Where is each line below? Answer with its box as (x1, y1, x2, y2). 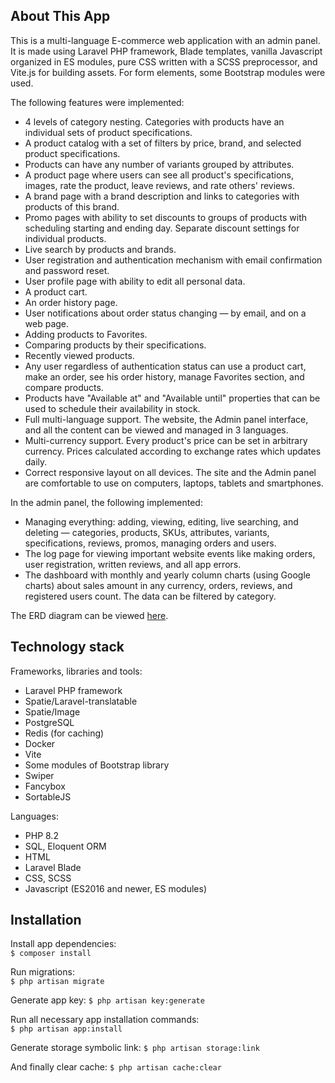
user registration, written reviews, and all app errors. (24, 558, 242, 570)
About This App (10, 8, 111, 25)
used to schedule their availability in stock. (24, 402, 201, 414)
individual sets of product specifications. (24, 126, 193, 138)
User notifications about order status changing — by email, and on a (24, 307, 307, 319)
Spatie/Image (24, 705, 81, 718)
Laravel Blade (24, 861, 82, 873)
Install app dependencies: (10, 938, 117, 950)
